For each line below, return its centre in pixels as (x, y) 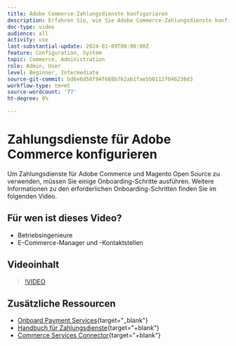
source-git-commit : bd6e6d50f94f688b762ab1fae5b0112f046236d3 (100, 79)
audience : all (28, 33)
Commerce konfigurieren (83, 154)
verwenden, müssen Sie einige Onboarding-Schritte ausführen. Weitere (111, 181)
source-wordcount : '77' (42, 92)
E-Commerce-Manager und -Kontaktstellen (80, 242)
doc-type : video (31, 27)
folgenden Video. (32, 196)
